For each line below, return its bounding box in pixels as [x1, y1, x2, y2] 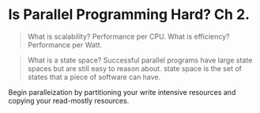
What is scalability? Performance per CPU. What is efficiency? [27, 32, 230, 41]
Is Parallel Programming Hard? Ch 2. [8, 6, 251, 24]
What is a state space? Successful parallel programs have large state [27, 55, 253, 65]
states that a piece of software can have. [27, 72, 161, 81]
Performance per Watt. [27, 40, 103, 49]
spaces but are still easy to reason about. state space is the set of [27, 63, 243, 73]
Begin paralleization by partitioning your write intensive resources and [8, 87, 236, 96]
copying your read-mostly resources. [8, 96, 130, 105]
